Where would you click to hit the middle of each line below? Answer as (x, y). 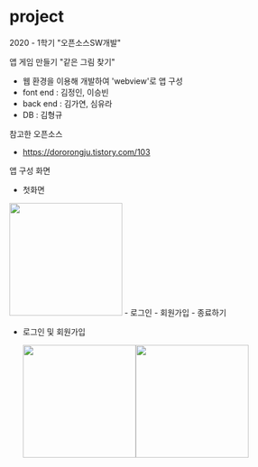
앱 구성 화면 (30, 170)
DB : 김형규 (42, 114)
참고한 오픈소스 (36, 133)
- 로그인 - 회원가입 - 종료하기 (175, 312)
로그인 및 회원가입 (54, 332)
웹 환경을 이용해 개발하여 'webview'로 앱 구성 (102, 81)
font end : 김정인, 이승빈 (65, 92)
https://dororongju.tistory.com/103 (86, 151)
